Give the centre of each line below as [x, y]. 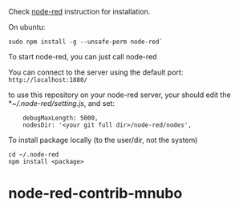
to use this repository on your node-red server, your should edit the [119, 95]
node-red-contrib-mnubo [95, 194]
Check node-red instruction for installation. [79, 12]
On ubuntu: [27, 27]
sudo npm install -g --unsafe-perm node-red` [85, 42]
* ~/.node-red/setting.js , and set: [61, 103]
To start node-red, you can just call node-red [83, 57]
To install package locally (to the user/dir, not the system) [103, 140]
